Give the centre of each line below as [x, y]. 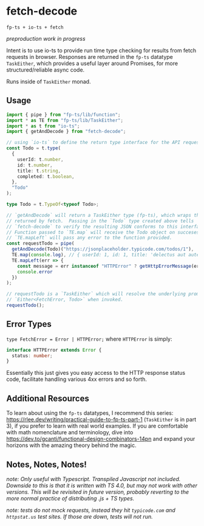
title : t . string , [39, 171]
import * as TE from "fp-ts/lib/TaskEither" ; [65, 120]
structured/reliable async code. [46, 70]
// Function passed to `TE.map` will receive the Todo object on [90, 232]
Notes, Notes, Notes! [46, 464]
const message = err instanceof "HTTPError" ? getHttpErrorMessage [104, 266]
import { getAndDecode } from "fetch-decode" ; [66, 132]
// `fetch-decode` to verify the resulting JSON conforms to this [92, 227]
